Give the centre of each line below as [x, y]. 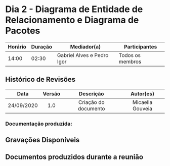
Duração [41, 46]
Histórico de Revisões [40, 79]
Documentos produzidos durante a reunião [74, 157]
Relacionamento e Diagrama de [72, 20]
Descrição [91, 93]
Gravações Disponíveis [42, 140]
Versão [52, 93]
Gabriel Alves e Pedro [83, 55]
